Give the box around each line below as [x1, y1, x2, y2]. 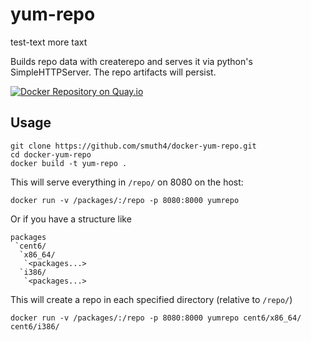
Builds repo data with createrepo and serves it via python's [10, 55, 253, 67]
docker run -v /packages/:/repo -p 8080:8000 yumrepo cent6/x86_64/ [10, 313, 302, 323]
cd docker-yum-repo [10, 149, 92, 160]
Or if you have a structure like [10, 213, 132, 225]
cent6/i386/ [10, 321, 60, 332]
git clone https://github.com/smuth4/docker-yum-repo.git [10, 141, 257, 151]
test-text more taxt [10, 36, 88, 48]
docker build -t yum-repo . [10, 158, 128, 168]
